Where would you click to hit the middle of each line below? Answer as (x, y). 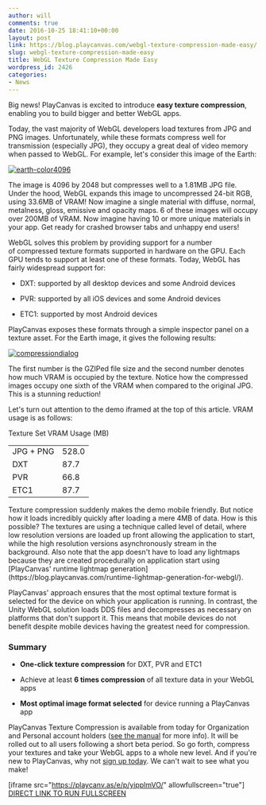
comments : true (33, 23)
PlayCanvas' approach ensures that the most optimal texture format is (122, 592)
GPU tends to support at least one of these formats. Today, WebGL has (124, 259)
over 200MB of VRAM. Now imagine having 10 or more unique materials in (129, 219)
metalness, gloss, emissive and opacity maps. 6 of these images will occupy (133, 210)
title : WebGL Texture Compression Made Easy (83, 60)
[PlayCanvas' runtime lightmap (58, 569)
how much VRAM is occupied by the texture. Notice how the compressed (128, 377)
